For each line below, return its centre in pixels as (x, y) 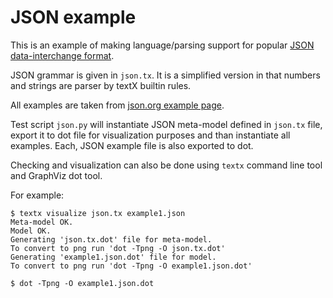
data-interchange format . (62, 55)
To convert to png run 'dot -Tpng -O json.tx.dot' (118, 248)
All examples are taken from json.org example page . (117, 105)
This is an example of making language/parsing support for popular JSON (162, 45)
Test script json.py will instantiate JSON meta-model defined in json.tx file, (166, 124)
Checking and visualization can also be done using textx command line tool (166, 165)
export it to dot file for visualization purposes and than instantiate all (150, 135)
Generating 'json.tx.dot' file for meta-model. (111, 239)
